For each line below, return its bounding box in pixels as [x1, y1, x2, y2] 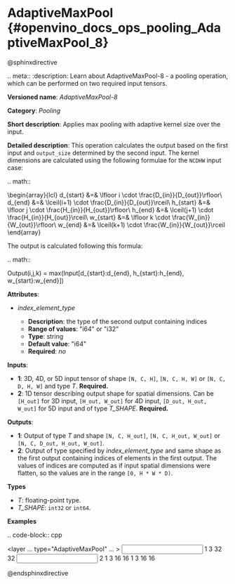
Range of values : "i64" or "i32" [27, 325, 119, 333]
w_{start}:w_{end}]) [7, 276, 65, 285]
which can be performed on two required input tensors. [7, 79, 168, 87]
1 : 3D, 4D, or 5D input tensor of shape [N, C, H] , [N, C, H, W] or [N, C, [17, 374, 226, 382]
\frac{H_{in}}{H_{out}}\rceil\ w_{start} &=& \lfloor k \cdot [7, 213, 170, 221]
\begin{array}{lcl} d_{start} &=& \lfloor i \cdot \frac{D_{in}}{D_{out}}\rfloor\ [7, 190, 222, 199]
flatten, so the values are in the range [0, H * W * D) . [17, 469, 173, 477]
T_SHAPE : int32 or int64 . [17, 503, 91, 512]
